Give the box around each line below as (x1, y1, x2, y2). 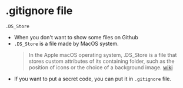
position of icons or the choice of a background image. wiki (28, 63, 173, 71)
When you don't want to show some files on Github (14, 33, 139, 40)
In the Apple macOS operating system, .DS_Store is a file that (28, 51, 177, 58)
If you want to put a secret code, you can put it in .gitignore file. (14, 75, 172, 82)
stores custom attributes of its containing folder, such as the (28, 57, 175, 65)
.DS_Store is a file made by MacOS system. (14, 40, 119, 47)
